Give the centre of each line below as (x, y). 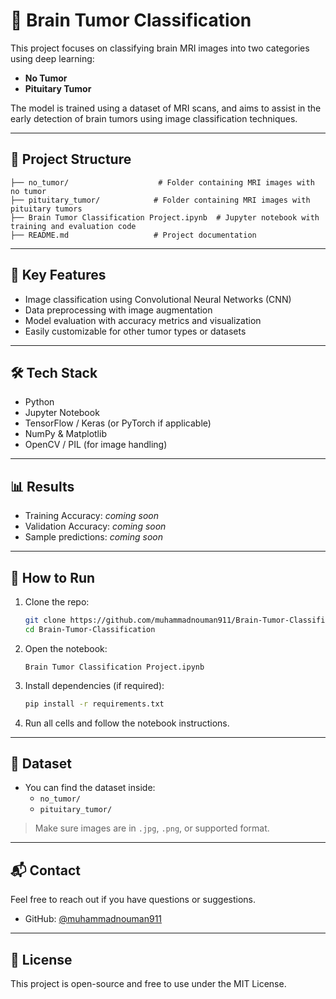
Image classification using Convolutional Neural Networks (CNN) (158, 299)
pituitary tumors (46, 209)
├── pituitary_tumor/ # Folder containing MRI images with (160, 200)
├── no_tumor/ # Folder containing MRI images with (162, 182)
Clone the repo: (57, 602)
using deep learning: (52, 58)
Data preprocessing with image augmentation (118, 310)
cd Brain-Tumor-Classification (90, 629)
